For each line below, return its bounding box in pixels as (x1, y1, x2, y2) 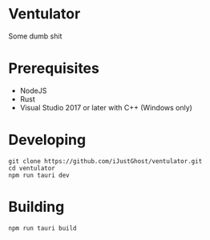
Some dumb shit (8, 31, 63, 41)
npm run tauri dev (8, 171, 70, 179)
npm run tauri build (8, 224, 78, 232)
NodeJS (19, 86, 47, 95)
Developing (8, 131, 87, 149)
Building (8, 198, 65, 216)
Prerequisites (8, 59, 100, 78)
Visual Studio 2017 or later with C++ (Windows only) (19, 102, 192, 112)
